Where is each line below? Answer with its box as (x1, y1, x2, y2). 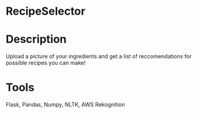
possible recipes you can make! (6, 59, 86, 67)
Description (6, 32, 67, 47)
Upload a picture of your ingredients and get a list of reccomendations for (6, 53, 192, 60)
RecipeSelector (6, 4, 86, 18)
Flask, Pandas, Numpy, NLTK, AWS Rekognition (6, 101, 125, 108)
